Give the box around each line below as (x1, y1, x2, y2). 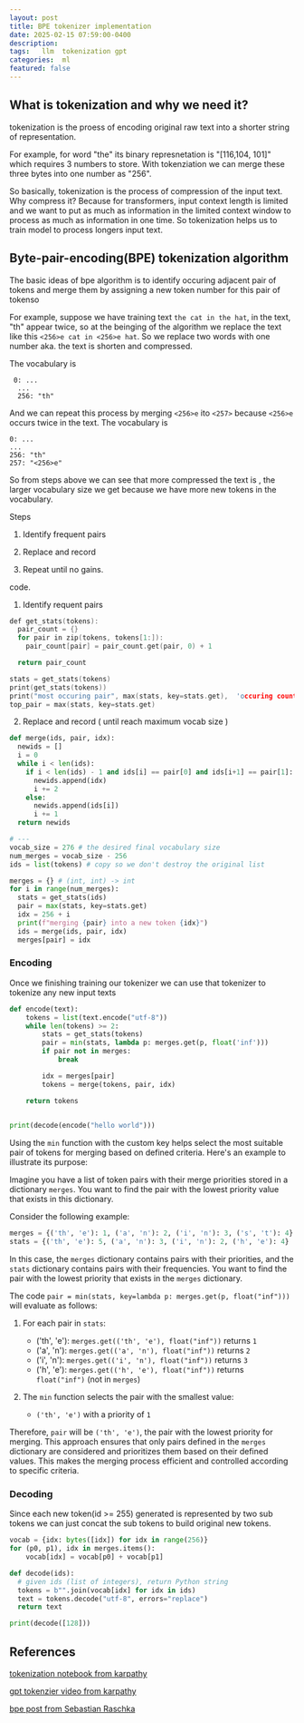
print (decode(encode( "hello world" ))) (9, 1121, 156, 1131)
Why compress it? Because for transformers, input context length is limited (9, 195, 289, 206)
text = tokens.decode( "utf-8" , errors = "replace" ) (17, 1594, 208, 1603)
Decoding (9, 1487, 53, 1500)
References (9, 1644, 76, 1659)
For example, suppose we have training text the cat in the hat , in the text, (9, 311, 291, 322)
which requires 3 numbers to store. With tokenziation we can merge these (9, 158, 285, 169)
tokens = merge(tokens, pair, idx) (42, 1080, 176, 1089)
